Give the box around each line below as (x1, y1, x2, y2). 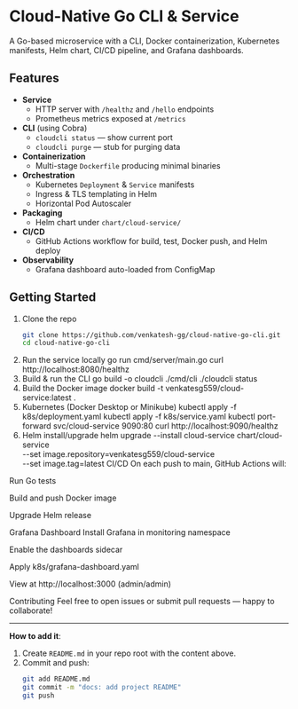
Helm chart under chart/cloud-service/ (35, 217, 182, 227)
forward (21, 421, 51, 431)
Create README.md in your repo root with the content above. (21, 648, 237, 658)
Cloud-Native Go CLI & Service (9, 6, 239, 27)
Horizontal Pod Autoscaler (35, 198, 131, 209)
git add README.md (21, 674, 90, 684)
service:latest (21, 392, 73, 403)
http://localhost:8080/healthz (21, 364, 130, 374)
